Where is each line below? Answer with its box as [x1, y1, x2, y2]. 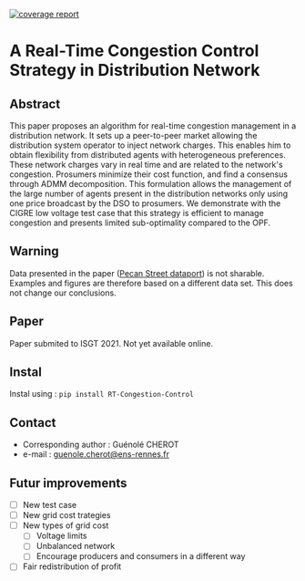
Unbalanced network [36, 541, 116, 552]
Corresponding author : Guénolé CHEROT [22, 439, 179, 451]
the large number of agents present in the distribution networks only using [9, 188, 289, 199]
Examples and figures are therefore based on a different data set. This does [9, 277, 293, 288]
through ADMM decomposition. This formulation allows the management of [9, 179, 292, 189]
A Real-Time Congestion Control [9, 41, 259, 61]
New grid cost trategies [22, 510, 111, 521]
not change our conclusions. [9, 287, 117, 298]
